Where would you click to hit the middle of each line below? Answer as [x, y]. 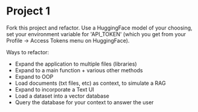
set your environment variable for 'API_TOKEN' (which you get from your [96, 34]
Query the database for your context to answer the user [84, 102]
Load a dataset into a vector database [62, 96]
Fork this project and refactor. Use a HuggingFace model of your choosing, [99, 28]
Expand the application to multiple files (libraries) [76, 64]
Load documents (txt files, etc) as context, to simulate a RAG [90, 83]
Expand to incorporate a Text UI [55, 89]
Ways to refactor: [28, 52]
